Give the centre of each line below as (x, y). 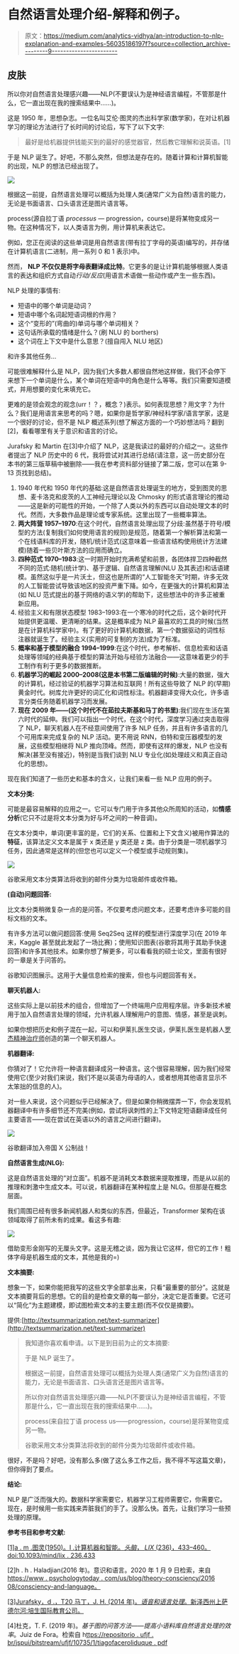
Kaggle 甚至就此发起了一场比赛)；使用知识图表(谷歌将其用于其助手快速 (123, 942)
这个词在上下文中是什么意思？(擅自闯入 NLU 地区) (90, 341)
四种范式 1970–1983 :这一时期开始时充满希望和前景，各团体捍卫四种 (116, 558)
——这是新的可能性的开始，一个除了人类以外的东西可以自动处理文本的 (120, 505)
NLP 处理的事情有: (34, 290)
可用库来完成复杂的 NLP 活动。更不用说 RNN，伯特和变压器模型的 (120, 736)
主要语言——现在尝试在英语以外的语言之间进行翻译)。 (86, 1119)
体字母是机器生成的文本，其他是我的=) (63, 1257)
